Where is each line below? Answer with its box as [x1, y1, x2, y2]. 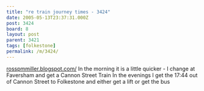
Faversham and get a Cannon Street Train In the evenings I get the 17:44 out [6, 71, 198, 79]
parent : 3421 [6, 37, 40, 43]
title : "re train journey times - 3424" [6, 8, 111, 15]
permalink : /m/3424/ [6, 49, 59, 55]
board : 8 [6, 25, 29, 32]
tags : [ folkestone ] [6, 43, 56, 49]
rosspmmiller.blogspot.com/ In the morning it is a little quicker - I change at [6, 65, 195, 72]
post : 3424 [6, 20, 34, 26]
